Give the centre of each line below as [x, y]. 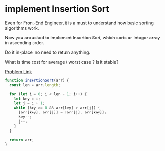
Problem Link [18, 71]
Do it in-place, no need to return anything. [48, 52]
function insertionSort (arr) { [37, 80]
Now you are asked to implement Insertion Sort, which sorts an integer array [82, 38]
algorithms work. [22, 28]
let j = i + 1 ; [30, 103]
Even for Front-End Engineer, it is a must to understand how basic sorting [79, 23]
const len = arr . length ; [35, 85]
